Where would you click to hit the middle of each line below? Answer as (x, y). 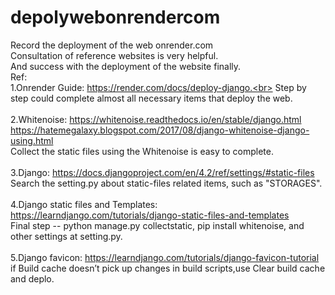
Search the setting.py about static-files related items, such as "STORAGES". (166, 183)
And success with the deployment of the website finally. (126, 66)
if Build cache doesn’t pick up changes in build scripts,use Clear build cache (168, 268)
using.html (32, 140)
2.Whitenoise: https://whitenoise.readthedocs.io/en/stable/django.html (156, 119)
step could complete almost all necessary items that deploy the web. (151, 98)
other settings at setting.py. (66, 236)
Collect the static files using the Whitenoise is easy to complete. (142, 151)
